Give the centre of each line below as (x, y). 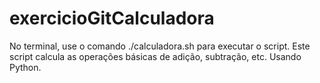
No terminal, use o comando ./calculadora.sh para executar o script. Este (160, 46)
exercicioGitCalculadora (112, 18)
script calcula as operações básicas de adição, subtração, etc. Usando (155, 56)
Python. (25, 67)
